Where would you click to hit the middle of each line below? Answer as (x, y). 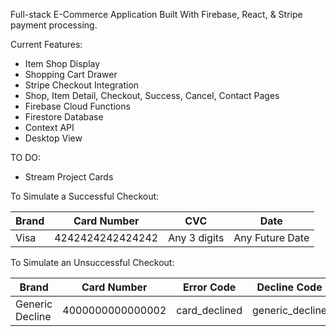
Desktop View (53, 138)
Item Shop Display (62, 63)
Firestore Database (64, 117)
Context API (49, 127)
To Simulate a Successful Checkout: (85, 196)
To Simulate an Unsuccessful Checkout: (92, 262)
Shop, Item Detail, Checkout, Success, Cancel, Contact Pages (152, 95)
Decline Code (289, 287)
